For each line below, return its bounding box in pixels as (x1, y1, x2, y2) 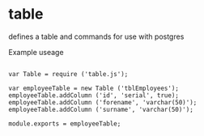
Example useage (8, 47, 64, 57)
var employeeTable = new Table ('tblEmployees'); (8, 84, 180, 92)
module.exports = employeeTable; (8, 119, 121, 128)
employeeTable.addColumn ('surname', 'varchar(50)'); (8, 105, 194, 113)
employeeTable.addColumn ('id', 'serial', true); (8, 91, 180, 100)
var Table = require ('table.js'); (8, 70, 129, 78)
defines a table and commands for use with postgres (8, 32, 185, 41)
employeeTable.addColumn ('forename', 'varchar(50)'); (8, 98, 198, 106)
